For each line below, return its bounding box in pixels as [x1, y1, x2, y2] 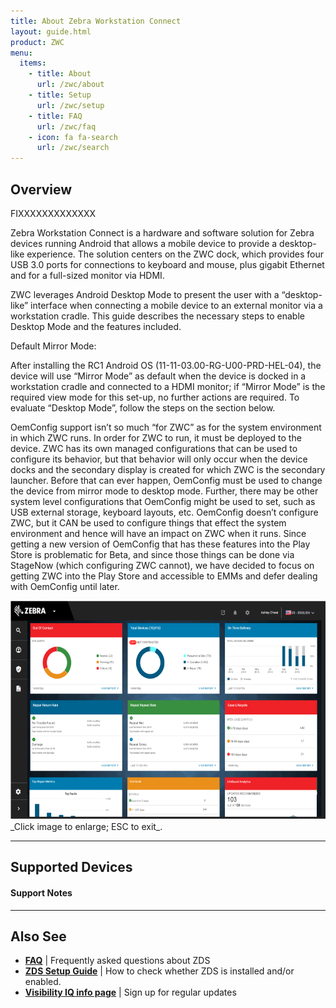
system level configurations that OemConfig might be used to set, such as [10, 495, 316, 507]
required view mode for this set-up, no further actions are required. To [10, 391, 300, 403]
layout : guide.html [10, 26, 92, 37]
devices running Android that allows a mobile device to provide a [10, 237, 278, 249]
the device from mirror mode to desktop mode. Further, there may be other [10, 485, 319, 497]
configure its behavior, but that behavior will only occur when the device [10, 453, 308, 465]
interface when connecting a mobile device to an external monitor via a [30, 299, 323, 311]
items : [19, 58, 47, 69]
